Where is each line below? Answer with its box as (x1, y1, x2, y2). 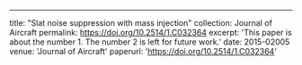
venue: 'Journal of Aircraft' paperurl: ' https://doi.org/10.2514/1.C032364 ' (9, 46, 277, 56)
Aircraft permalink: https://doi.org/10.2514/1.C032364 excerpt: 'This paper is (9, 28, 292, 37)
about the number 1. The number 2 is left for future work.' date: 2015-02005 (9, 37, 290, 47)
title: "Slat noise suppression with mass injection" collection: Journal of (9, 18, 272, 28)
